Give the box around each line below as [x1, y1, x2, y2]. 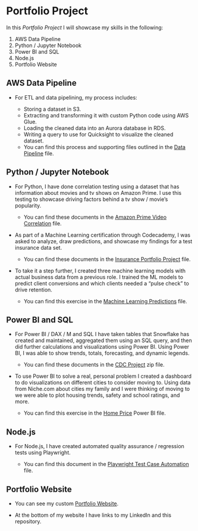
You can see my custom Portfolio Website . [14, 500, 119, 507]
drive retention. [14, 286, 52, 293]
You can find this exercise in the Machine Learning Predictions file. [23, 297, 187, 305]
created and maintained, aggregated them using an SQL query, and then [14, 337, 192, 344]
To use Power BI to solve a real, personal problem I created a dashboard [14, 372, 192, 380]
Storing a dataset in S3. [23, 105, 81, 113]
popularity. [14, 201, 42, 209]
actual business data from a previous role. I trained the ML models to [14, 273, 183, 281]
